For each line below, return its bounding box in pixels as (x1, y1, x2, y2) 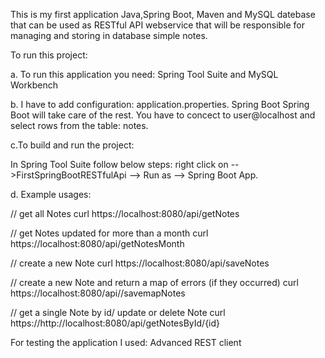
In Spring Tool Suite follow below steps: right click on (10, 159, 229, 170)
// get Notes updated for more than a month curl (10, 227, 209, 239)
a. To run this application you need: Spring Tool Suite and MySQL (10, 69, 279, 80)
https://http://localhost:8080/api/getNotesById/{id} (10, 317, 221, 329)
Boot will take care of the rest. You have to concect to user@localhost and (10, 109, 316, 121)
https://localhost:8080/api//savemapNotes (10, 287, 186, 299)
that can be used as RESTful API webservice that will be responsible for (10, 19, 306, 31)
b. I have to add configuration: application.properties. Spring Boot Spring (10, 99, 310, 110)
